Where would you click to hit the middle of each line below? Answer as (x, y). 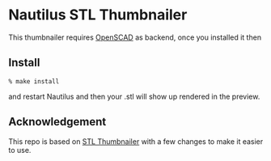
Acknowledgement (57, 122)
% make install (34, 81)
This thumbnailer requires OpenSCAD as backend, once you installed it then (135, 37)
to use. (20, 150)
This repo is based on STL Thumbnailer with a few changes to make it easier (136, 141)
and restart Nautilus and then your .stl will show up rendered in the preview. (134, 96)
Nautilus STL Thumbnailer (98, 15)
